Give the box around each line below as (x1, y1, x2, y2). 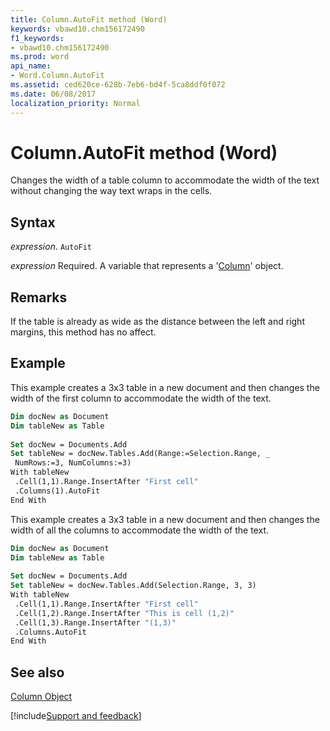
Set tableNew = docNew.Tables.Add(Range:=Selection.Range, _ (10, 449, 271, 459)
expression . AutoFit (10, 241, 93, 253)
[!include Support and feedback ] (10, 710, 142, 722)
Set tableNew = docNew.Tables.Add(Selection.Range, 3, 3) (10, 581, 257, 591)
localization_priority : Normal (10, 98, 141, 108)
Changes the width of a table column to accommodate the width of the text (10, 174, 320, 186)
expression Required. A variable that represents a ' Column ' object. (10, 260, 284, 272)
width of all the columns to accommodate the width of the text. (10, 524, 269, 536)
